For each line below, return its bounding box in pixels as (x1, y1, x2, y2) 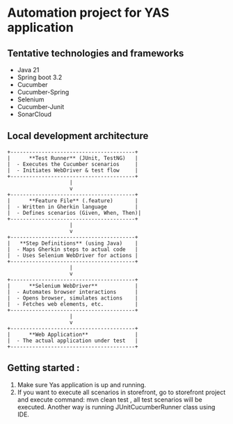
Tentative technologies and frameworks (7, 47, 184, 59)
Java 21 (17, 66, 40, 74)
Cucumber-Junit (17, 103, 65, 111)
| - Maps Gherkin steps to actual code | (7, 245, 138, 253)
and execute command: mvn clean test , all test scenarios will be (17, 395, 203, 404)
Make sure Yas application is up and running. (17, 380, 147, 389)
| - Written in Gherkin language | (7, 203, 138, 210)
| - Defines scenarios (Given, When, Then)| (7, 209, 141, 216)
